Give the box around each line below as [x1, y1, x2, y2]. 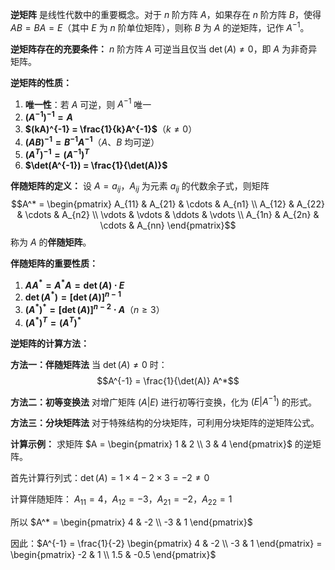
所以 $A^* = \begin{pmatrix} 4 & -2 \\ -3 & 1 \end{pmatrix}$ [10, 516, 253, 528]
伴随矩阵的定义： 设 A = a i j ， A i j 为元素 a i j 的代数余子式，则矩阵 [10, 180, 270, 195]
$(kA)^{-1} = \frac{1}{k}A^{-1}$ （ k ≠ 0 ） [24, 123, 198, 135]
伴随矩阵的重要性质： [10, 258, 98, 270]
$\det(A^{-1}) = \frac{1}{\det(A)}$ [24, 159, 168, 172]
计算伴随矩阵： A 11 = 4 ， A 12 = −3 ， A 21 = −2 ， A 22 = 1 [10, 493, 233, 508]
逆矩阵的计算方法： [10, 337, 90, 349]
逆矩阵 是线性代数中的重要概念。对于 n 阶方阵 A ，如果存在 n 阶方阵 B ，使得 [10, 9, 322, 20]
